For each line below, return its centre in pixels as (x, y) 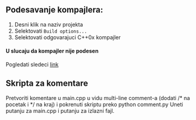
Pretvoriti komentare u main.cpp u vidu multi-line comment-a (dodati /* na (98, 98)
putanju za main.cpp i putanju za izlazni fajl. (60, 110)
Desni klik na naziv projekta (49, 24)
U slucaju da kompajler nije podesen (52, 51)
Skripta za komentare (47, 84)
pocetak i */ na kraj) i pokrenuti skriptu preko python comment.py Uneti (94, 104)
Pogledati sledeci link (32, 65)
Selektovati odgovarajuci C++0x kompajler (67, 37)
